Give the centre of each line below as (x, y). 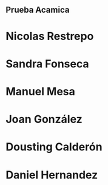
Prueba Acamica (38, 10)
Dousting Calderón (54, 147)
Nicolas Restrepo (50, 36)
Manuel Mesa (40, 91)
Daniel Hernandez (52, 175)
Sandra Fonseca (47, 64)
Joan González (44, 119)
